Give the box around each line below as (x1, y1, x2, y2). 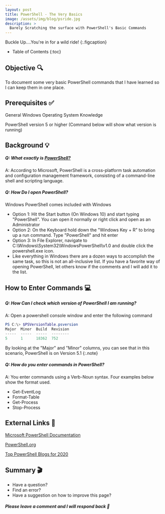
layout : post (5, 7, 32, 12)
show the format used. (5, 379, 51, 385)
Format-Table (12, 394, 40, 400)
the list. (12, 269, 28, 275)
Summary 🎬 (5, 466, 43, 474)
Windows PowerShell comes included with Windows (5, 202, 112, 208)
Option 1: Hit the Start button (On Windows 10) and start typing (12, 211, 139, 217)
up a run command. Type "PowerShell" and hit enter (12, 232, 118, 238)
